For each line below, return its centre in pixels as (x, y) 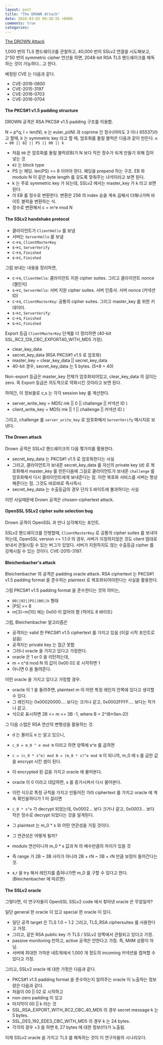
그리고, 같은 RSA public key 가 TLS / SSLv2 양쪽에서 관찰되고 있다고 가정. (83, 935)
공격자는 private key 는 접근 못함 (43, 645)
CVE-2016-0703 (28, 94)
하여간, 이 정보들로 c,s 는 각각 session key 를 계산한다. (57, 393)
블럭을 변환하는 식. (39, 201)
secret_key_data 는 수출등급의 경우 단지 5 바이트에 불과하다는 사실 (75, 489)
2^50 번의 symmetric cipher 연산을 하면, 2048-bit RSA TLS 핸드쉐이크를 (75, 58)
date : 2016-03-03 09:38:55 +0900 (39, 18)
